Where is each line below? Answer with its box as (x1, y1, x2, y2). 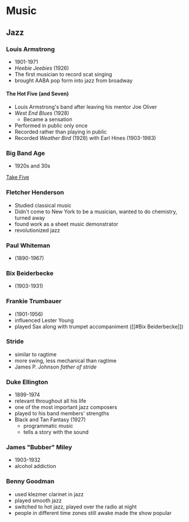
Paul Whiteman (6, 241, 51, 250)
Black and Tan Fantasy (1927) (14, 416, 86, 423)
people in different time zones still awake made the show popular (14, 509, 172, 516)
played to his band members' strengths (14, 410, 109, 417)
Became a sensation (23, 116, 73, 123)
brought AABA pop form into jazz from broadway (14, 77, 133, 84)
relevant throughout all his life (14, 397, 87, 405)
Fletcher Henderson (6, 189, 64, 197)
